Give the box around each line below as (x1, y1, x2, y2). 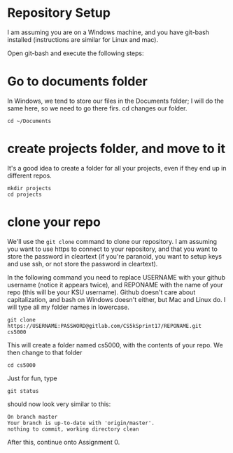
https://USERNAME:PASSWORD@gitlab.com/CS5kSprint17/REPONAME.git (7, 322, 202, 329)
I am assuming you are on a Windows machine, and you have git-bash (7, 28, 210, 36)
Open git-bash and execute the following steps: (7, 49, 145, 57)
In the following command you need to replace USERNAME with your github (7, 273, 226, 281)
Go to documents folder (7, 73, 148, 89)
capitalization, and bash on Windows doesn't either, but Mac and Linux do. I (7, 295, 226, 303)
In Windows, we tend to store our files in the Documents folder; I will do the (7, 96, 224, 105)
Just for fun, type (7, 374, 57, 382)
